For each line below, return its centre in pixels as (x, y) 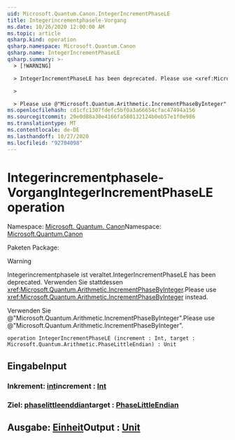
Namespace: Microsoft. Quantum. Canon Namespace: (84, 227)
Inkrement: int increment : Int (57, 386)
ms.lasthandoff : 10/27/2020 (48, 136)
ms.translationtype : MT (42, 123)
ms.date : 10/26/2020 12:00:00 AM (56, 27)
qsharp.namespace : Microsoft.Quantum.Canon (72, 46)
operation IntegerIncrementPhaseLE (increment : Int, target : (101, 338)
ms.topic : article (34, 33)
